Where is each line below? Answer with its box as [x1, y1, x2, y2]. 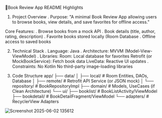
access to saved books [5, 39, 51, 44]
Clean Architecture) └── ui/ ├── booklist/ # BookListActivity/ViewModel [12, 88, 158, 94]
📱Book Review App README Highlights [5, 5, 83, 10]
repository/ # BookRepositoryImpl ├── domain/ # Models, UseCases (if [12, 83, 155, 89]
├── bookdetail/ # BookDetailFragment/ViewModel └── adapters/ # [12, 93, 149, 99]
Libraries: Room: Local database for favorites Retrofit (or [39, 53, 152, 59]
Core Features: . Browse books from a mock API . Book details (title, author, [5, 29, 156, 34]
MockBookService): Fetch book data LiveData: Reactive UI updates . [12, 59, 149, 64]
